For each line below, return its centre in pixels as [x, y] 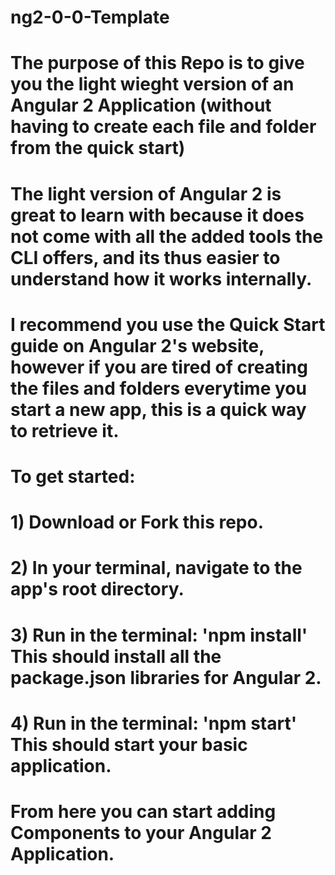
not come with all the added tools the [167, 236]
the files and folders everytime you [158, 388]
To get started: [73, 476]
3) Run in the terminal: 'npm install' [159, 635]
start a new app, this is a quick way [158, 409]
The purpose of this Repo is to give [157, 63]
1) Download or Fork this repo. [137, 522]
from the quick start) [98, 148]
